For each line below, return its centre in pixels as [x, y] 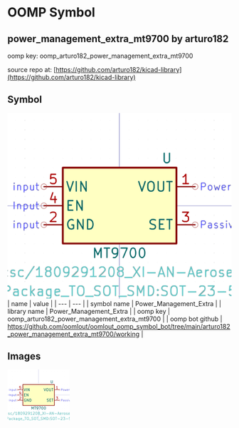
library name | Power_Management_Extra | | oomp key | [89, 311]
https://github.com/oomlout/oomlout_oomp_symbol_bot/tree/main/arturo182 [119, 326]
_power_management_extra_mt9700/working [74, 334]
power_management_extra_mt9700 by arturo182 [118, 39]
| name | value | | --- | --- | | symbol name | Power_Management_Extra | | [115, 303]
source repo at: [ [32, 70]
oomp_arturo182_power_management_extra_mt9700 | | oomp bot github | [115, 319]
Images [24, 356]
